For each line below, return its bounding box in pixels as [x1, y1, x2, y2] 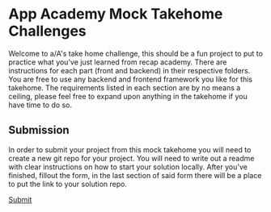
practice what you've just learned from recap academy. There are [8, 57, 227, 67]
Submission [8, 123, 70, 137]
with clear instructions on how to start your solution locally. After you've [8, 162, 248, 172]
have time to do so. [8, 100, 73, 110]
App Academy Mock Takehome [8, 5, 223, 23]
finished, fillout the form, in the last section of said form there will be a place [8, 170, 262, 180]
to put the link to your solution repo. [8, 179, 128, 189]
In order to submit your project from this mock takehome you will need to [8, 144, 252, 154]
